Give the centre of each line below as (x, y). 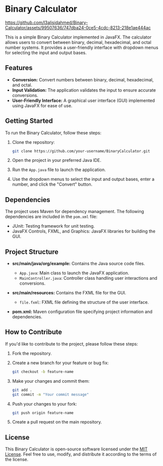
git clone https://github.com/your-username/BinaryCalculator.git (81, 151)
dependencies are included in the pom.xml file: (51, 217)
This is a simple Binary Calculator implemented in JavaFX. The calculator (78, 37)
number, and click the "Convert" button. (52, 184)
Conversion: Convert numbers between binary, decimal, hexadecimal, (83, 79)
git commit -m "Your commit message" (51, 394)
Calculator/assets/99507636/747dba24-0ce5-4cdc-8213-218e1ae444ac (78, 27)
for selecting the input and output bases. (46, 53)
